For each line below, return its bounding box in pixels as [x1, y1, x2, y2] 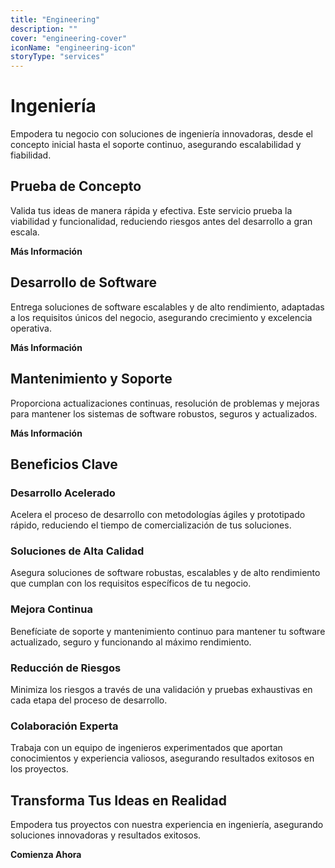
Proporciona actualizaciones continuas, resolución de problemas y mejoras [10, 397, 320, 409]
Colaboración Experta [10, 719, 119, 733]
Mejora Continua [10, 602, 93, 616]
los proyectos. [10, 763, 69, 775]
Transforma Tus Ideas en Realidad [10, 792, 228, 809]
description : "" [10, 24, 78, 34]
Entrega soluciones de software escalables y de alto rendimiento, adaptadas [10, 301, 325, 313]
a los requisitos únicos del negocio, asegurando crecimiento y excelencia [10, 311, 313, 323]
